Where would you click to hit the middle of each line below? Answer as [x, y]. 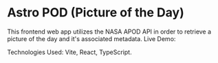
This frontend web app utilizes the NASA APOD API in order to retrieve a [109, 32]
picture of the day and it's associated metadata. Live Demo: [91, 38]
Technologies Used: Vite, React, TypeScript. [69, 52]
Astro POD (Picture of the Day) [96, 13]
